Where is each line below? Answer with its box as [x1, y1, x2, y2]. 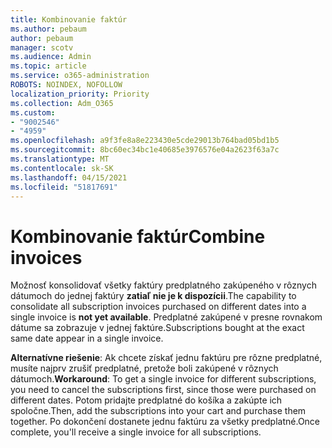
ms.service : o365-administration [10, 71, 150, 81]
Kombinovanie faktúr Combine [10, 225, 266, 248]
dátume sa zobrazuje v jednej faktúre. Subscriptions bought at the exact [10, 322, 305, 334]
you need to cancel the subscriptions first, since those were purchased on [10, 384, 317, 396]
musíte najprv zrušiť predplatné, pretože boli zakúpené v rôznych [10, 362, 279, 375]
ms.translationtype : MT [10, 154, 110, 164]
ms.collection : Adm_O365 [10, 98, 114, 108]
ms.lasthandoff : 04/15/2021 [10, 172, 128, 183]
